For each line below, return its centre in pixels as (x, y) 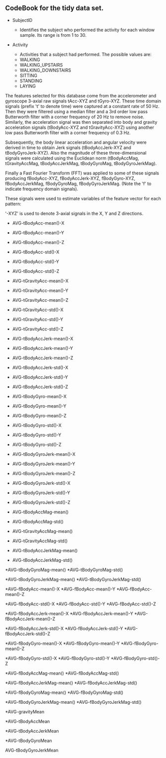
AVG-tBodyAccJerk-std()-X (40, 367)
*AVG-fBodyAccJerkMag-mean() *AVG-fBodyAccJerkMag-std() (71, 682)
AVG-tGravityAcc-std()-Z (38, 329)
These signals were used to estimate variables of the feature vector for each (83, 198)
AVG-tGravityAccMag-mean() (42, 531)
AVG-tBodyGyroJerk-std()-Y (41, 493)
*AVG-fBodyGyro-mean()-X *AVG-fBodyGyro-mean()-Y (62, 643)
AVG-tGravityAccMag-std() (40, 541)
